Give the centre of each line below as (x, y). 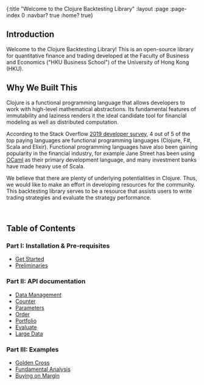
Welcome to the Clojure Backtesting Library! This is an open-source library (100, 49)
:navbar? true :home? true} (60, 15)
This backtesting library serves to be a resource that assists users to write (99, 191)
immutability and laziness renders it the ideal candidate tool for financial (97, 115)
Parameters (30, 308)
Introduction (30, 34)
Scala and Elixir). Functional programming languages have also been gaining (102, 146)
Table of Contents (41, 228)
